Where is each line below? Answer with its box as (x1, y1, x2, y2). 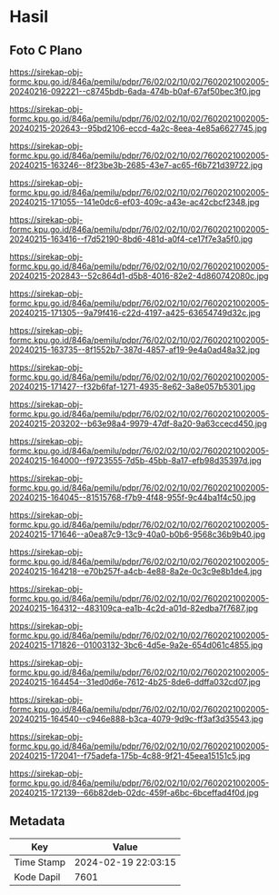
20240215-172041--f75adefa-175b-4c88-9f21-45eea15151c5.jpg (9, 751, 251, 761)
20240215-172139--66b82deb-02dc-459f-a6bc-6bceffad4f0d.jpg (9, 788, 259, 798)
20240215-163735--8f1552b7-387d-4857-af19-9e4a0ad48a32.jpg (9, 344, 261, 355)
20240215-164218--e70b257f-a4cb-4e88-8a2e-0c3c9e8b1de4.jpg (9, 566, 263, 576)
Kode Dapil (14, 870, 61, 883)
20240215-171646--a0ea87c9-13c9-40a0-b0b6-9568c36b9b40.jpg (9, 529, 266, 540)
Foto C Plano (9, 43, 83, 58)
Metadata (9, 813, 65, 829)
